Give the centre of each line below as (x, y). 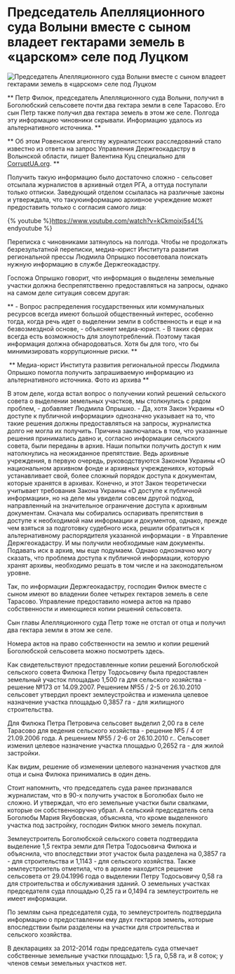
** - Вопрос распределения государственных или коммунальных (106, 306)
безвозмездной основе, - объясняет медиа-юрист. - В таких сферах (110, 328)
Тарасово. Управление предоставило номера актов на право (99, 601)
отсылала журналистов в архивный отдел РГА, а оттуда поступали (107, 184)
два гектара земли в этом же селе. (60, 629)
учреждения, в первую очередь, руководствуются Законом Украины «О (116, 461)
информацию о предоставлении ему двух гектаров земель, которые (110, 919)
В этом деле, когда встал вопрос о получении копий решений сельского (117, 393)
